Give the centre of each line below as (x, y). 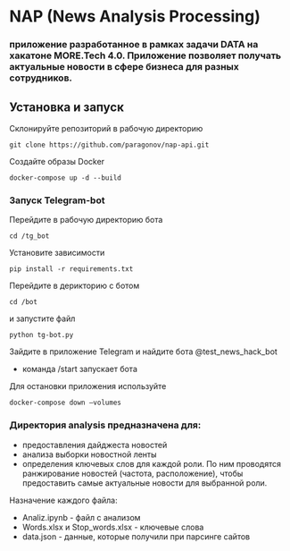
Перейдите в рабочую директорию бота (86, 220)
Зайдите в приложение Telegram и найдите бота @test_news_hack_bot (144, 352)
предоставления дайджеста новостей (95, 445)
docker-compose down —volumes (66, 403)
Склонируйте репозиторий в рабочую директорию (106, 128)
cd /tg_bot (29, 236)
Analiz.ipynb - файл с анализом (81, 517)
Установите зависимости (57, 253)
